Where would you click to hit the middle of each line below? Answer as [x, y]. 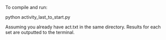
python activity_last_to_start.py [38, 17]
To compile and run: [26, 7]
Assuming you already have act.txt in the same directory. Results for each [83, 27]
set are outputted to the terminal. [40, 32]
